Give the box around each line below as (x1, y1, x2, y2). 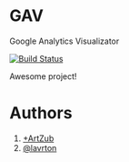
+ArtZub (22, 133, 55, 144)
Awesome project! (9, 70, 77, 82)
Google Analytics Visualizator (9, 35, 120, 46)
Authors (9, 103, 73, 124)
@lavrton (22, 142, 57, 153)
